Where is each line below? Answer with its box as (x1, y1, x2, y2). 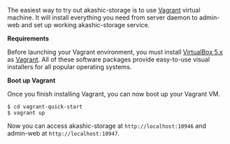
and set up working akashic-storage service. (20, 21, 150, 29)
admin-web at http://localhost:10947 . (7, 129, 120, 137)
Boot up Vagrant (7, 76, 56, 85)
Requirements (7, 34, 50, 43)
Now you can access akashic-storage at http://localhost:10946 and (7, 122, 206, 130)
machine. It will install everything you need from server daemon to (7, 13, 198, 22)
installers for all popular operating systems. (7, 63, 132, 71)
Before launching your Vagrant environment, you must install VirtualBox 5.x (7, 48, 224, 56)
